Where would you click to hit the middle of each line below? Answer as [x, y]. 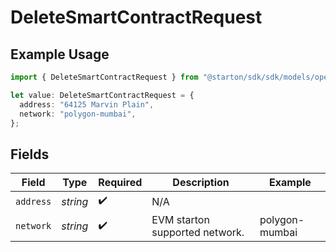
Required [120, 183]
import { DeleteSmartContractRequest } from [104, 77]
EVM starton [180, 220]
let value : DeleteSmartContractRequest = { [102, 95]
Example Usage [60, 54]
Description [201, 183]
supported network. [198, 233]
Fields [30, 154]
